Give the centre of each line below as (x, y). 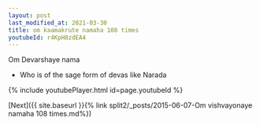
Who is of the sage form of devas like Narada (93, 75)
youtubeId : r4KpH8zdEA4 (47, 37)
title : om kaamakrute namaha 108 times (74, 30)
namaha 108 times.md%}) (50, 114)
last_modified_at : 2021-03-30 (58, 23)
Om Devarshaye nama (44, 60)
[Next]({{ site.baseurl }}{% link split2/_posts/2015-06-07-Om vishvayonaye (130, 105)
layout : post (30, 15)
